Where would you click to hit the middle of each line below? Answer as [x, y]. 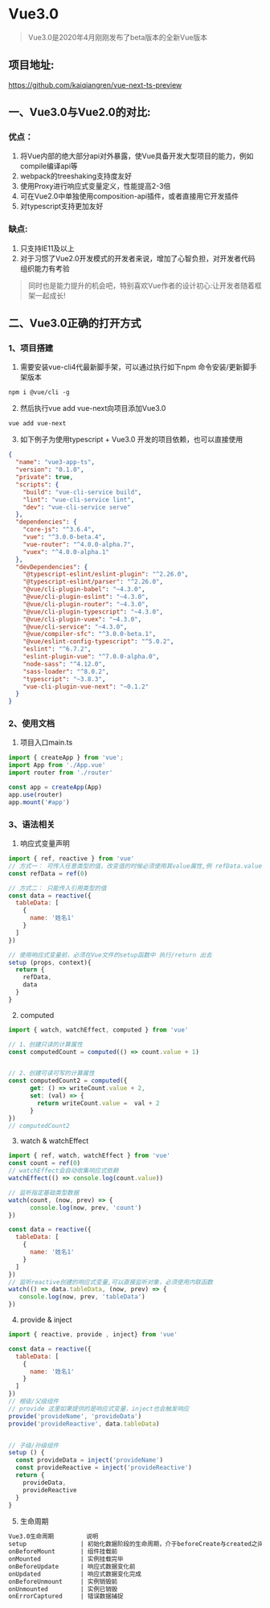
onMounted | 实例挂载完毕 [66, 1559]
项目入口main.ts [46, 742]
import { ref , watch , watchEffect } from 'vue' [90, 1156]
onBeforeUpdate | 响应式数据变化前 [72, 1566]
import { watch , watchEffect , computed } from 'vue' [98, 1030]
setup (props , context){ [50, 962]
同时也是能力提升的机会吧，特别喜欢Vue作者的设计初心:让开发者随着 [141, 285]
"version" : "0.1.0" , [50, 470]
